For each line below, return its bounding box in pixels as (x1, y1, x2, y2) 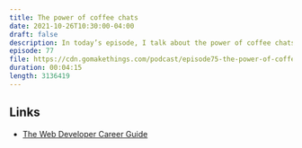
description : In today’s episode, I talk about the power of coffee (9, 38, 271, 48)
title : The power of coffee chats (9, 13, 139, 22)
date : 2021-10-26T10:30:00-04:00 (9, 22, 135, 30)
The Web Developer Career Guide (22, 128, 148, 139)
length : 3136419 (9, 72, 70, 81)
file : (9, 55, 30, 64)
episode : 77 (9, 47, 54, 56)
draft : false (9, 30, 58, 39)
